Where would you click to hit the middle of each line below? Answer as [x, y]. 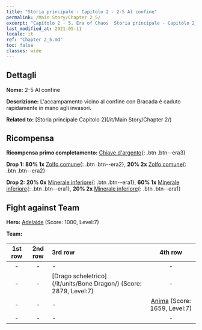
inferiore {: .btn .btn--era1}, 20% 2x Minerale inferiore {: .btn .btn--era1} [93, 189]
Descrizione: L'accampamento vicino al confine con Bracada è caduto [94, 101]
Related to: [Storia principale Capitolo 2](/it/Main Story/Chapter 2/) [89, 119]
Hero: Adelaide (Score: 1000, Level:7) [53, 222]
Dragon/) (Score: [118, 284]
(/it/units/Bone [72, 284]
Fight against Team [43, 208]
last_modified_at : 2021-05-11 [44, 29]
